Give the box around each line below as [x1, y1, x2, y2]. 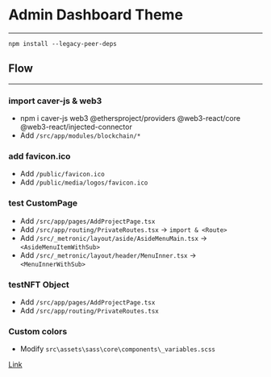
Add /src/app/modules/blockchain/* [19, 130, 141, 140]
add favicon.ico [8, 151, 71, 162]
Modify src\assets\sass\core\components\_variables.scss [19, 344, 216, 354]
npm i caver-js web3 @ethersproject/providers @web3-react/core [19, 114, 240, 123]
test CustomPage [8, 197, 78, 209]
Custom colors [8, 325, 68, 337]
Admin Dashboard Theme [8, 6, 184, 24]
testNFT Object [8, 279, 70, 290]
